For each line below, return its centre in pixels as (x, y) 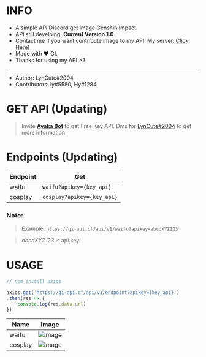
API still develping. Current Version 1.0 (64, 34)
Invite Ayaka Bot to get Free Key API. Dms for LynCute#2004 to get (106, 126)
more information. (44, 132)
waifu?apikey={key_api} (77, 187)
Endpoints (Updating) (62, 157)
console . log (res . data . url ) (52, 304)
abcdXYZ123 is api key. (51, 241)
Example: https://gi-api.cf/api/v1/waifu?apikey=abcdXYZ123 (100, 229)
